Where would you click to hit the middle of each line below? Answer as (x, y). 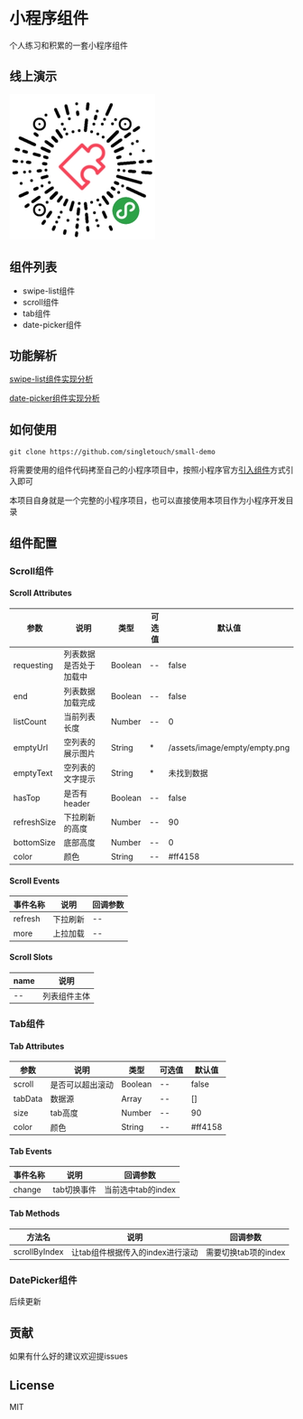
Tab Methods (35, 1214)
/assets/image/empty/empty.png (229, 747)
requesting (33, 665)
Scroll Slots (31, 957)
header (77, 803)
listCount (30, 722)
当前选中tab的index (140, 1190)
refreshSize (35, 822)
